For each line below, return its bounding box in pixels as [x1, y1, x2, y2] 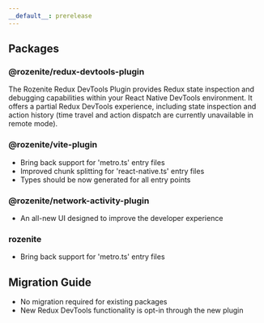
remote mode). [8, 119, 58, 129]
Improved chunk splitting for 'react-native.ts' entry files [19, 166, 205, 176]
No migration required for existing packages [19, 297, 168, 307]
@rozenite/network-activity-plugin [8, 195, 150, 206]
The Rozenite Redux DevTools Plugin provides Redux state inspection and [8, 84, 255, 94]
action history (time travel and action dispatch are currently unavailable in [8, 110, 253, 120]
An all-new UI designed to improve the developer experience [19, 213, 224, 223]
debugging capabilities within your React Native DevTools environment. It [8, 93, 253, 103]
